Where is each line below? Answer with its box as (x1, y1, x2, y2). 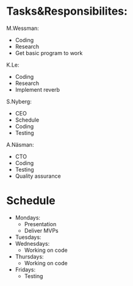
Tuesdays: (15, 233, 41, 241)
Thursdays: (15, 252, 44, 260)
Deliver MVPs (24, 227, 59, 234)
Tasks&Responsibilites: (6, 4, 128, 18)
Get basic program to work (15, 49, 83, 56)
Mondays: (15, 214, 41, 221)
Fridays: (15, 266, 35, 273)
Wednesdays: (15, 240, 50, 247)
